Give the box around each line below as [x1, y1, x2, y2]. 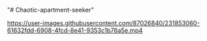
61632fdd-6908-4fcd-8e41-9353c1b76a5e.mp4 [7, 27, 143, 34]
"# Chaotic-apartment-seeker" [7, 6, 94, 14]
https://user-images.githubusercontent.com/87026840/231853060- [7, 19, 200, 27]
